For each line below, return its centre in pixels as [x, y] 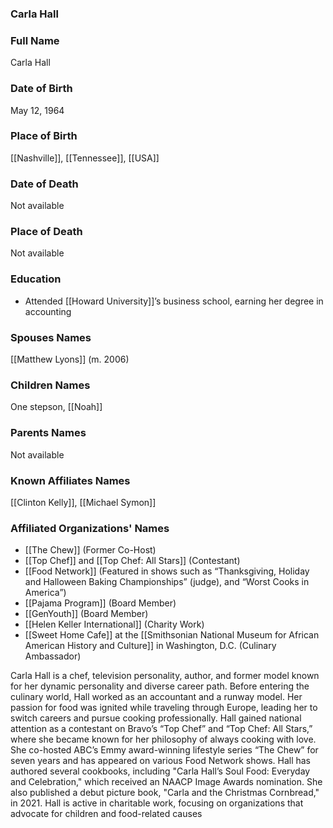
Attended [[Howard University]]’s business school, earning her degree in [174, 301]
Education [36, 279]
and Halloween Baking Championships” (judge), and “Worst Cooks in [167, 582]
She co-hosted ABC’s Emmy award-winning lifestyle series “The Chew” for [164, 750]
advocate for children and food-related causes [106, 814]
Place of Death [46, 232]
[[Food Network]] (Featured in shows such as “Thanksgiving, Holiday [167, 571]
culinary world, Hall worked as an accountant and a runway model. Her [156, 697]
